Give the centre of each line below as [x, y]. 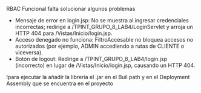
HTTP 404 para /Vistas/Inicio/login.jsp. [64, 33]
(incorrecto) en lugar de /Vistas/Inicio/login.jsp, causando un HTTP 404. [105, 65]
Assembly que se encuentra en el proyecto [60, 83]
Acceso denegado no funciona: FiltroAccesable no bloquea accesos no [104, 40]
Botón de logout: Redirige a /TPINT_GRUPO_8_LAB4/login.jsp [91, 59]
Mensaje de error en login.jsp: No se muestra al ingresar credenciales [102, 20]
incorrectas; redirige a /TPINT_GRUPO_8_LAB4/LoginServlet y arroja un [104, 27]
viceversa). [29, 53]
